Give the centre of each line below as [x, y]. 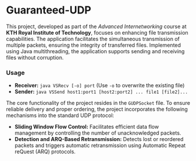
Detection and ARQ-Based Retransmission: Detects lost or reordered [99, 139]
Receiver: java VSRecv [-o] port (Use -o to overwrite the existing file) [99, 85]
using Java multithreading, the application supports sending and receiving [95, 51]
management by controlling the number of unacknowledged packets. [98, 133]
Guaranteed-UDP [49, 10]
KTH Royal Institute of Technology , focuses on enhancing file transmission [97, 32]
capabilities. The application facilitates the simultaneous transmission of [93, 39]
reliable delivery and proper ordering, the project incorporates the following [97, 109]
